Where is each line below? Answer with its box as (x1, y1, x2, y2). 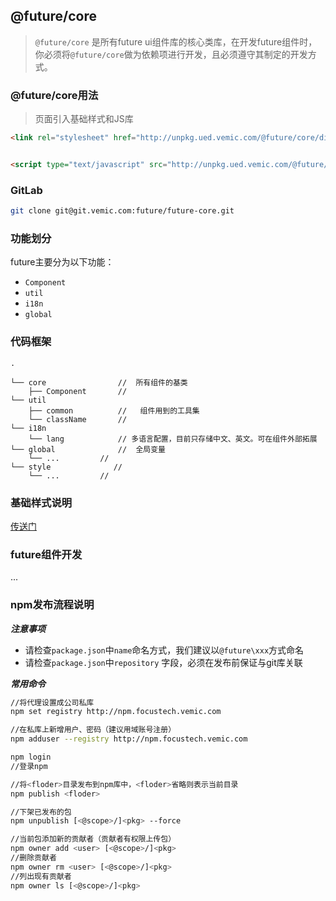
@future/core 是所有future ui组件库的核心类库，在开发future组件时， (34, 35, 318, 48)
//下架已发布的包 (10, 807, 72, 817)
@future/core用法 (10, 88, 99, 102)
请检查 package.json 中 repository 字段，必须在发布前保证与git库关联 (24, 656, 303, 668)
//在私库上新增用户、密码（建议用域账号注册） (10, 725, 177, 735)
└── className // (28, 414, 128, 424)
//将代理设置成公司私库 (10, 697, 95, 708)
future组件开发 (10, 547, 83, 561)
